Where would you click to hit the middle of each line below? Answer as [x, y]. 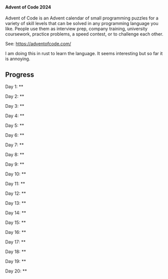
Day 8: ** [15, 155]
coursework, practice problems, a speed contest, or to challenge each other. [84, 34]
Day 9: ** [15, 164]
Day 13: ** [16, 203]
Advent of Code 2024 [28, 7]
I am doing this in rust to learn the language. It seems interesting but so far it [84, 54]
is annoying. [18, 59]
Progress [20, 74]
